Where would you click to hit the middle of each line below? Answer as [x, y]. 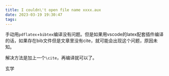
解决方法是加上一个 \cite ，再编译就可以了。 [51, 58]
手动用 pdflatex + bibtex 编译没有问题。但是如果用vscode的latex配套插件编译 [84, 34]
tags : [11, 19]
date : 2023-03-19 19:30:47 [34, 15]
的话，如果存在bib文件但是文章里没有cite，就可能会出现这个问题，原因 [79, 41]
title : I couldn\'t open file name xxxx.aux [53, 10]
